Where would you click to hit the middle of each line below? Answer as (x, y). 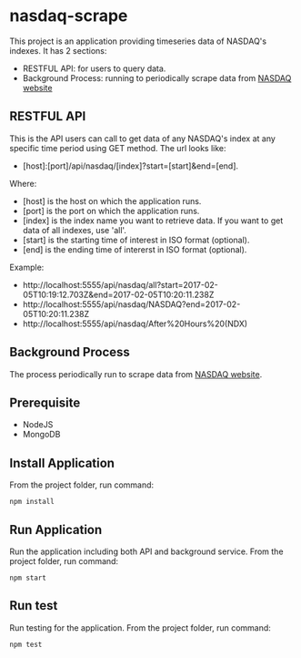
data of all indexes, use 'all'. (75, 230)
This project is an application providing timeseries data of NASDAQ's (138, 41)
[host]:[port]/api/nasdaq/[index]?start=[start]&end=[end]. (130, 166)
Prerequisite (45, 402)
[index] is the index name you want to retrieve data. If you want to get (153, 221)
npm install (32, 502)
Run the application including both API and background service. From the (146, 551)
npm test (26, 644)
